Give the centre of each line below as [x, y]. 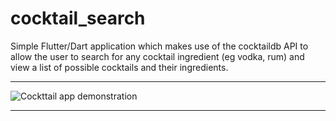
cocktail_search [78, 18]
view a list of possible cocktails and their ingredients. [119, 67]
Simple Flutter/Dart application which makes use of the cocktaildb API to [159, 46]
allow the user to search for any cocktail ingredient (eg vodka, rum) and [157, 56]
